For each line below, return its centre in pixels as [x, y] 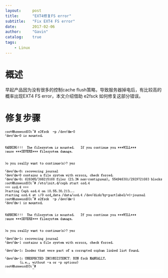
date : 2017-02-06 [30, 27]
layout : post [23, 11]
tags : [11, 43]
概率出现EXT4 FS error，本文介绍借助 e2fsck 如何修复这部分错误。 [74, 96]
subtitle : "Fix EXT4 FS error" [40, 21]
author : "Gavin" [27, 32]
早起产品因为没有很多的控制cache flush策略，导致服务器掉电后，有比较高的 [83, 89]
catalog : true [23, 37]
